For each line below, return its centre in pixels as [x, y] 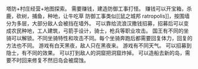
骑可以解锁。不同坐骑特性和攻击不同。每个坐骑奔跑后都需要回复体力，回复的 [99, 38]
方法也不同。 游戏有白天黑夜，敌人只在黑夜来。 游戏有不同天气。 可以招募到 [99, 45]
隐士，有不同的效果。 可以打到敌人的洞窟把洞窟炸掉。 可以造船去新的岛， [95, 53]
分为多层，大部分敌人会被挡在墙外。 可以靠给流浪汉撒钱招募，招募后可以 [95, 23]
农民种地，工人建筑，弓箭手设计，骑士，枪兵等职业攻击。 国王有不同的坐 [100, 31]
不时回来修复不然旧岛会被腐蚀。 [50, 60]
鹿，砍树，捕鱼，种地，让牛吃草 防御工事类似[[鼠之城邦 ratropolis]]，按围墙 [98, 16]
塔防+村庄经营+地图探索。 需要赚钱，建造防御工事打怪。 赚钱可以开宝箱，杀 [99, 9]
